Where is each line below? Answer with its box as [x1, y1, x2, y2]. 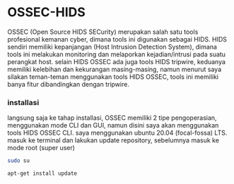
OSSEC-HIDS [7, 4, 86, 20]
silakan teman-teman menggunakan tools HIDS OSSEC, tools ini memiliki [7, 72, 219, 81]
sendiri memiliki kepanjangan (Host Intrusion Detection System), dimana [7, 42, 218, 51]
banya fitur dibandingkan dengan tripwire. [7, 80, 129, 88]
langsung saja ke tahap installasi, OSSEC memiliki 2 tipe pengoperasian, [7, 114, 217, 122]
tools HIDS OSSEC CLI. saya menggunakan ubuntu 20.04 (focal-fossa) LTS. [7, 128, 228, 137]
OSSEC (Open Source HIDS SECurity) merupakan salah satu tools [7, 27, 199, 36]
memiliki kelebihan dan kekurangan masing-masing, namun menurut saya [7, 65, 222, 73]
